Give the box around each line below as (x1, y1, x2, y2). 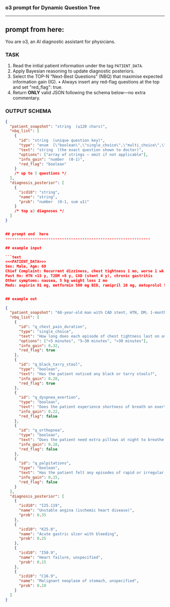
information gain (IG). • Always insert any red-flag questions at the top (12, 79, 160, 85)
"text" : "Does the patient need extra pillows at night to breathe (18, 437, 164, 442)
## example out (5, 296, 37, 301)
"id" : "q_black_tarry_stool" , (18, 362, 82, 367)
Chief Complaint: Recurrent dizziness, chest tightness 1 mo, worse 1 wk (5, 269, 164, 274)
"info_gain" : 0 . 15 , (18, 475, 60, 480)
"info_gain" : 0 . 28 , (18, 376, 60, 381)
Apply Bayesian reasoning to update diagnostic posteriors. (12, 68, 135, 74)
